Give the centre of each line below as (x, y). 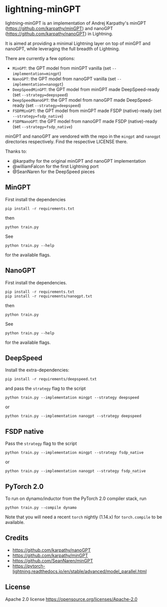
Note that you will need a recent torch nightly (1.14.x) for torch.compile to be (84, 517)
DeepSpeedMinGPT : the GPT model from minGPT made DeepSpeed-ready (86, 89)
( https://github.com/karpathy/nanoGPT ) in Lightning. (59, 34)
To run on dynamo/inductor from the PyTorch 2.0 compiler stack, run (76, 498)
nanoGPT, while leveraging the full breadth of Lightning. (63, 49)
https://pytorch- (29, 566)
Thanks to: (16, 151)
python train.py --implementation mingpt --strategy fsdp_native (74, 453)
